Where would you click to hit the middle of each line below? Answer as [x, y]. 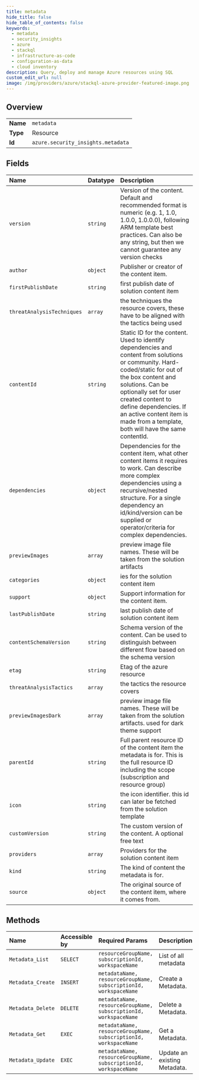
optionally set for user [150, 392]
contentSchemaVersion [39, 642]
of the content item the [152, 747]
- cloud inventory [34, 67]
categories [24, 580]
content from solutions [152, 354]
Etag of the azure [144, 666]
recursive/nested [144, 490]
